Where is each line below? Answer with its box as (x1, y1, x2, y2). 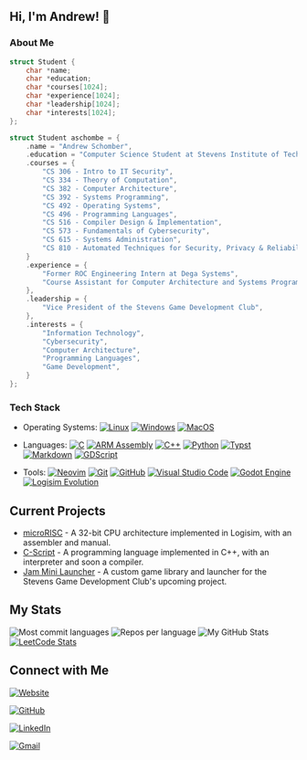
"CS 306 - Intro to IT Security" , (42, 167, 174, 176)
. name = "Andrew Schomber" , (26, 142, 132, 151)
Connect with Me (9, 663, 110, 679)
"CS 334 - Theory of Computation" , (42, 175, 178, 185)
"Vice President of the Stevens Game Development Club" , (42, 303, 263, 312)
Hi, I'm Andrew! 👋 (9, 9, 111, 25)
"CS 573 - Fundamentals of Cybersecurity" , (42, 227, 210, 236)
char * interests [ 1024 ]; (26, 108, 117, 117)
